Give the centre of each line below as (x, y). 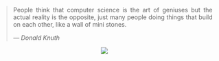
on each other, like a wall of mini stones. (70, 24)
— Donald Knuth (36, 38)
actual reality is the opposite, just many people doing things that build (113, 17)
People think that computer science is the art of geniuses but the (113, 10)
